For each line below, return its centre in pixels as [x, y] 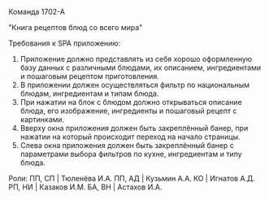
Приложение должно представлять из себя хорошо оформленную [136, 59]
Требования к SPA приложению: [65, 43]
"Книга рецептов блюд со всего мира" [76, 27]
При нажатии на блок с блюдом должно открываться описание [131, 102]
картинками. [42, 120]
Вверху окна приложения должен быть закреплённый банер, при [134, 128]
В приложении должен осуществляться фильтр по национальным [135, 85]
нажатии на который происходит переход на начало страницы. [130, 137]
